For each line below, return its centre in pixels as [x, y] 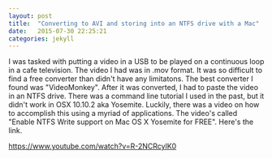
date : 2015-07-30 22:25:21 [58, 31]
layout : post [30, 16]
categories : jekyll [41, 39]
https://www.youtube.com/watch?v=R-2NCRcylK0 [93, 146]
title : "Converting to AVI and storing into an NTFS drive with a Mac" [134, 24]
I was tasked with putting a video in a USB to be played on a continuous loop [136, 62]
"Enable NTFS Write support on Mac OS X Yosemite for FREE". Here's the [131, 122]
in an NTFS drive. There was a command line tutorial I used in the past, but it [136, 96]
